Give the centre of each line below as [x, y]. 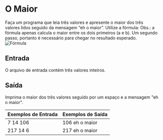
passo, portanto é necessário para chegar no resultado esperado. [71, 38]
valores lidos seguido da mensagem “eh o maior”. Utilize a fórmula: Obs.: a [80, 27]
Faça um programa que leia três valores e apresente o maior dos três [74, 22]
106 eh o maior [80, 122]
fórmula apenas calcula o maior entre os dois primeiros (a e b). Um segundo [81, 33]
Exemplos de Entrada [33, 114]
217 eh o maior [80, 130]
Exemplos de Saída [85, 114]
